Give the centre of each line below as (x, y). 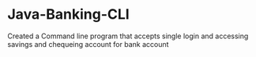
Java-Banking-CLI (68, 14)
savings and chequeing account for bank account (88, 44)
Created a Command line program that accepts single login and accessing (128, 36)
